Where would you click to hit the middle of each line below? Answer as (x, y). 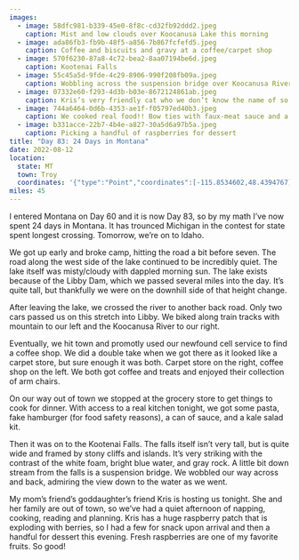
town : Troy (37, 174)
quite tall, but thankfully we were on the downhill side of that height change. (148, 290)
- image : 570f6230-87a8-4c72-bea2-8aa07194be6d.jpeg (117, 59)
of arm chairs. (35, 381)
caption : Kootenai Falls (71, 68)
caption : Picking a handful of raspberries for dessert (131, 133)
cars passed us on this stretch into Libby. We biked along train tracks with (145, 317)
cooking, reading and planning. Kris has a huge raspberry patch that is (138, 518)
